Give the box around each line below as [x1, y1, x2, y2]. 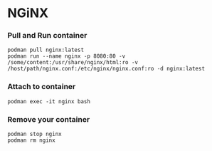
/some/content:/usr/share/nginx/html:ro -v [7, 59, 139, 66]
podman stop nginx [7, 130, 62, 138]
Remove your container [7, 114, 90, 124]
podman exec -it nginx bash [7, 98, 91, 105]
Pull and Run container [7, 31, 88, 41]
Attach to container [7, 82, 76, 92]
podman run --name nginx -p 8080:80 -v [7, 53, 126, 60]
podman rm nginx [7, 137, 55, 144]
